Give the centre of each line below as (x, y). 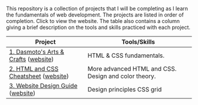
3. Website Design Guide (43, 86)
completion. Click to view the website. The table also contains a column (93, 21)
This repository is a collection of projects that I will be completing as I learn (97, 9)
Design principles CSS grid (125, 89)
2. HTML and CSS (34, 69)
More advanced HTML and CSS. (132, 69)
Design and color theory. (122, 76)
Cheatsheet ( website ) (39, 76)
